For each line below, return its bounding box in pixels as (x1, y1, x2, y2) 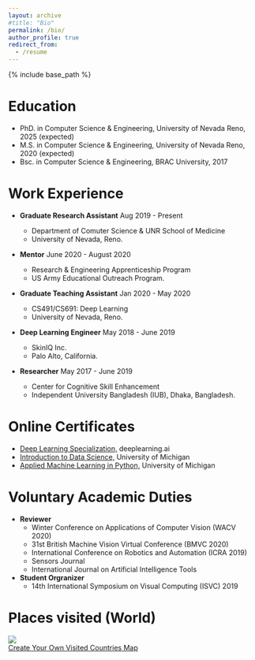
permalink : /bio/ (8, 26, 66, 34)
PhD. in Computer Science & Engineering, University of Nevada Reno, (19, 123, 246, 132)
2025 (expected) (19, 132, 75, 141)
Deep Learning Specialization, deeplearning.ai (19, 443, 171, 453)
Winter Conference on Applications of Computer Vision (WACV (31, 522, 237, 532)
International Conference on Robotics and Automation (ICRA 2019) (31, 547, 247, 557)
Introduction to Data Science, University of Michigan (19, 452, 190, 461)
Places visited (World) (8, 609, 156, 627)
